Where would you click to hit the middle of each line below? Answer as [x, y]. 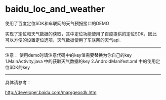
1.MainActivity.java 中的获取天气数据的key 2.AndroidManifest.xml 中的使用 [81, 61]
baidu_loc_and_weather [55, 9]
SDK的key [20, 67]
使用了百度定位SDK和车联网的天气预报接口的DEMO [57, 23]
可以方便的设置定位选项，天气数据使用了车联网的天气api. [63, 40]
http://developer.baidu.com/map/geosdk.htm [51, 92]
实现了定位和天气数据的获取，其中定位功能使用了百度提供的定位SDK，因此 [81, 33]
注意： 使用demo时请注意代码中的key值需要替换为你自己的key [68, 55]
